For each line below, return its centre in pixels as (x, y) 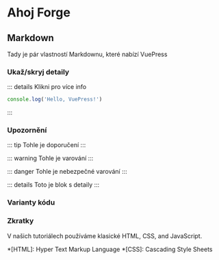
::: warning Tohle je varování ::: (50, 158)
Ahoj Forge (39, 13)
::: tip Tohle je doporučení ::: (47, 145)
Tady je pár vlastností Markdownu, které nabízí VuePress (87, 54)
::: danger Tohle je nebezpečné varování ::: (67, 172)
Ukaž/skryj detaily (38, 72)
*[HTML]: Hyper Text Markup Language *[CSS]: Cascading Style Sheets (110, 249)
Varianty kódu (31, 203)
